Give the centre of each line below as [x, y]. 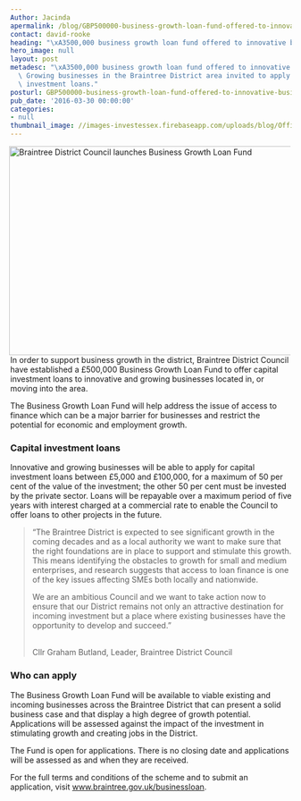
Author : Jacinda [40, 17]
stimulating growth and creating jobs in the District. [104, 733]
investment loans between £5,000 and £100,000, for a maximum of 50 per [147, 477]
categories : [32, 109]
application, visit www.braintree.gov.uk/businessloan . [109, 787]
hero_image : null [42, 51]
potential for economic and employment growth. [99, 425]
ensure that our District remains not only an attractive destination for [158, 607]
